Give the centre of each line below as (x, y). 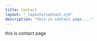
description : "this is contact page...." (49, 19)
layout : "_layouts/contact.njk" (39, 14)
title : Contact (21, 10)
